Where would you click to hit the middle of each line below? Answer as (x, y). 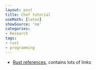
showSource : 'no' (23, 24)
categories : (18, 29)
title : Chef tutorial (28, 15)
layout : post (19, 10)
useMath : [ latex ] (23, 19)
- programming (20, 48)
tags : (11, 39)
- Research (17, 33)
